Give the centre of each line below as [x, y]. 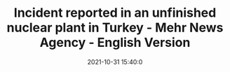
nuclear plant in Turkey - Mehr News [115, 28]
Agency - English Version [115, 43]
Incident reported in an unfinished [115, 13]
